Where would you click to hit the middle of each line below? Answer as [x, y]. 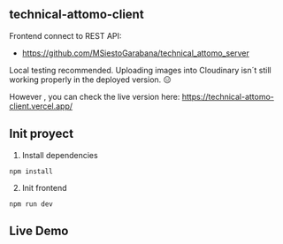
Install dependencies [60, 155]
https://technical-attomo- [228, 96]
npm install [31, 172]
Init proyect [41, 134]
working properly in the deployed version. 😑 [91, 80]
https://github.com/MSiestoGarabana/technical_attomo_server [136, 53]
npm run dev [31, 204]
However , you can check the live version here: [95, 96]
